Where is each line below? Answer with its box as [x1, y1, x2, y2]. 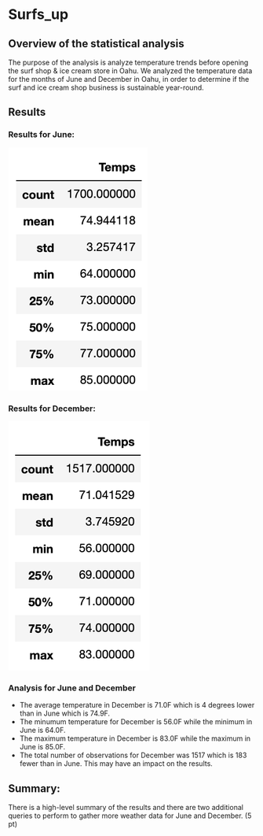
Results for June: [8, 129, 75, 140]
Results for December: [8, 403, 96, 414]
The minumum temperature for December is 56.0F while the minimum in [19, 717, 253, 727]
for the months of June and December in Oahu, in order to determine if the [8, 75, 250, 83]
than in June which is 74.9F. [19, 708, 111, 718]
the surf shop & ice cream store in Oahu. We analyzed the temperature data [8, 66, 253, 76]
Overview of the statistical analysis [8, 37, 184, 50]
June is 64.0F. [19, 726, 66, 735]
